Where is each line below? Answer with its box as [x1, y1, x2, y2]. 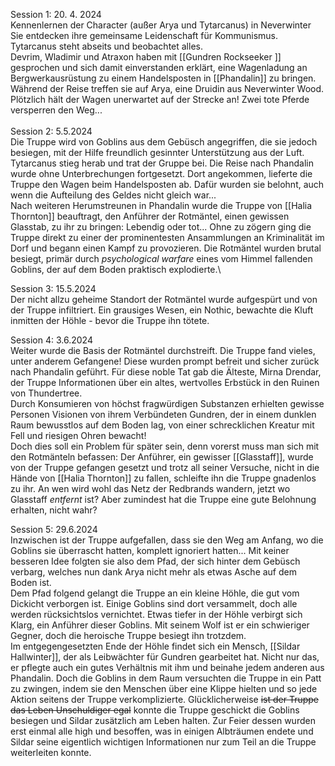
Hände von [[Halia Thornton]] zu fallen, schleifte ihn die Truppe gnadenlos [10, 472, 317, 484]
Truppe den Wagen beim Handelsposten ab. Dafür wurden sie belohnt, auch [10, 179, 325, 190]
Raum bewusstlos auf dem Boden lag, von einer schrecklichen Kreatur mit [10, 419, 315, 431]
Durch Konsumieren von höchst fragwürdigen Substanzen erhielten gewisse [10, 398, 325, 409]
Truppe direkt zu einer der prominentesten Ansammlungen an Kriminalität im [10, 232, 325, 243]
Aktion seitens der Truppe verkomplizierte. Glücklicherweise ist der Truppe [10, 694, 320, 705]
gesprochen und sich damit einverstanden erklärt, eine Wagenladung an [10, 62, 308, 73]
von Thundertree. [10, 387, 83, 399]
